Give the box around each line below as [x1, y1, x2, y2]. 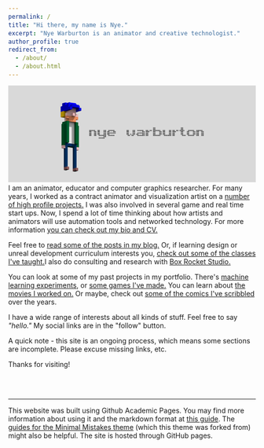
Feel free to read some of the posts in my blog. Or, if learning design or [8, 240, 238, 249]
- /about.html [15, 63, 61, 71]
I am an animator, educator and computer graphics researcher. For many [8, 183, 243, 193]
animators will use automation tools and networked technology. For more [8, 216, 244, 226]
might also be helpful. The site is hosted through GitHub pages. [8, 431, 214, 440]
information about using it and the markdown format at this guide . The [8, 413, 236, 424]
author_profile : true [8, 38, 79, 46]
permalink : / [8, 13, 51, 20]
